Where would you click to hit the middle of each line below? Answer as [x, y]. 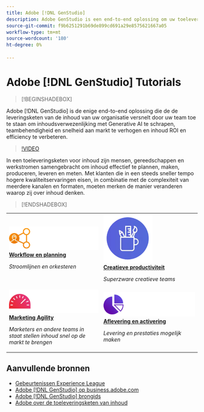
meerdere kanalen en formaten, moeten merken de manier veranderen [94, 186]
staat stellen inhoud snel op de [47, 336]
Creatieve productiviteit [134, 267]
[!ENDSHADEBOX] [44, 204]
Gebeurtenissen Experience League [60, 383]
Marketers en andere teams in [46, 329]
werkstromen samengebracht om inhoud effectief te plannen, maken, [93, 167]
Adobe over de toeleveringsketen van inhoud [71, 402]
